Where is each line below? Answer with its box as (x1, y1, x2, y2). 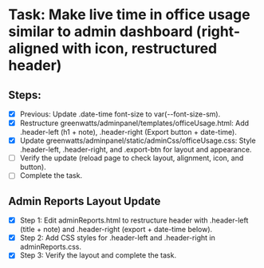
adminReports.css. (19, 242, 82, 252)
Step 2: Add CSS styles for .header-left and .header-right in (19, 233, 215, 242)
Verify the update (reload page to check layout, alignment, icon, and (19, 153, 244, 163)
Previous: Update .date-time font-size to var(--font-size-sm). (19, 109, 221, 119)
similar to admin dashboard (8, 22, 193, 41)
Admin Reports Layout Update (8, 194, 161, 208)
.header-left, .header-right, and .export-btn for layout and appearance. (19, 145, 252, 155)
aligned (8, 40, 59, 57)
